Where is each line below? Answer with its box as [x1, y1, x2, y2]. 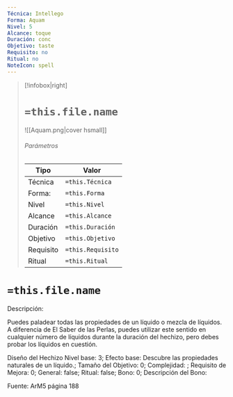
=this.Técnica [65, 178, 112, 186]
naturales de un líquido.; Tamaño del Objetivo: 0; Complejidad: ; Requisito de [7, 361, 227, 369]
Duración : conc [7, 36, 51, 43]
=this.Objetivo [65, 234, 115, 242]
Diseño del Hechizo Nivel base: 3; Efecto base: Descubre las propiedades [7, 353, 218, 362]
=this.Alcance [65, 211, 112, 220]
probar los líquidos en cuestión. [7, 340, 98, 348]
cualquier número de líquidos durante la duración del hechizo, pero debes [7, 332, 219, 341]
